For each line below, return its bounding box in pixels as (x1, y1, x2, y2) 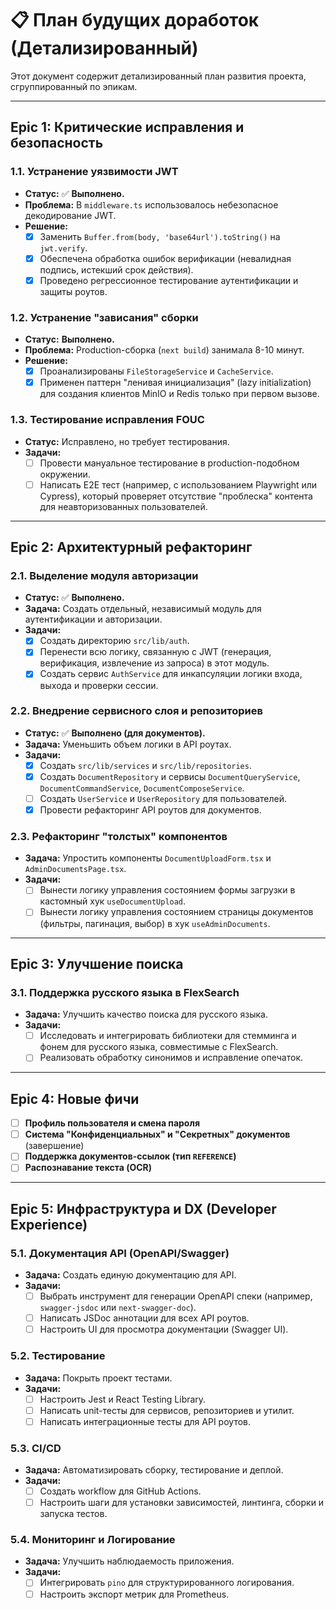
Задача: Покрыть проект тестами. (24, 1372, 173, 1384)
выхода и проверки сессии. (39, 679, 159, 691)
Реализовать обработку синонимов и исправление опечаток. (39, 1052, 304, 1064)
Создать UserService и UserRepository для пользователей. (39, 792, 288, 804)
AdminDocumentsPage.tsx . (24, 863, 127, 875)
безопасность (10, 135, 104, 152)
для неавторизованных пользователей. (39, 500, 208, 512)
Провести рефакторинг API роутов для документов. (39, 804, 262, 816)
